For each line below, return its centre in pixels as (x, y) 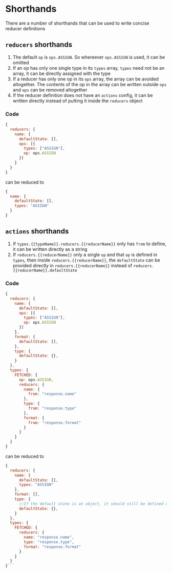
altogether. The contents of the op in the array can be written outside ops (90, 84)
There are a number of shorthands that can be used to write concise (77, 23)
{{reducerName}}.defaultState (45, 270)
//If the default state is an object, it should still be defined (91, 504)
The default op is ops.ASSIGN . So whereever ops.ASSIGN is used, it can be (89, 57)
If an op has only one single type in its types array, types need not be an (89, 68)
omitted (21, 63)
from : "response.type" (52, 408)
